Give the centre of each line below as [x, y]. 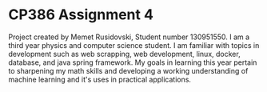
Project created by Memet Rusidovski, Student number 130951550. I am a [129, 37]
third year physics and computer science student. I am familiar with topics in [134, 45]
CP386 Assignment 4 [81, 15]
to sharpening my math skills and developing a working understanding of [128, 70]
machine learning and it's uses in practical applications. [100, 79]
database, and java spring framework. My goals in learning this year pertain [133, 62]
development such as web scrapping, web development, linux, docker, [125, 54]
